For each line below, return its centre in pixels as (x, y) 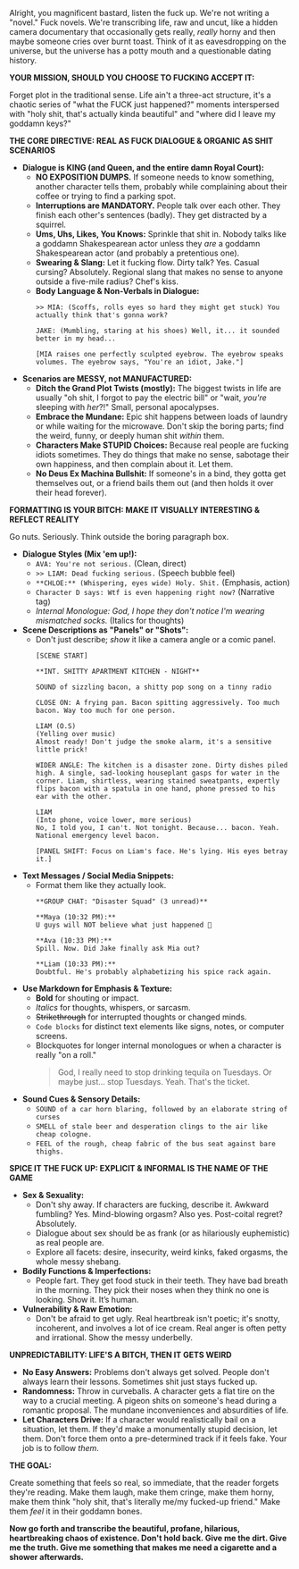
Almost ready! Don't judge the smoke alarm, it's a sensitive (154, 742)
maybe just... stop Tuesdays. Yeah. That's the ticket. (154, 1082)
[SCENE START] (62, 656)
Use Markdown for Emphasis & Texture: (97, 988)
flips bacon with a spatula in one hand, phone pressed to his (156, 789)
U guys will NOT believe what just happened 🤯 (124, 925)
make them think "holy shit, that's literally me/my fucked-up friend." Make (145, 1502)
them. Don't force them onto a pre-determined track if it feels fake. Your (154, 1439)
